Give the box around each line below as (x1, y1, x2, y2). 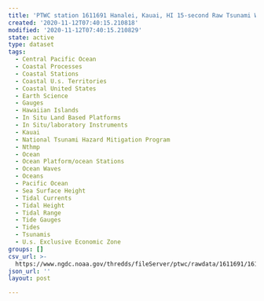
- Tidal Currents (15, 194, 72, 202)
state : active (8, 33, 55, 42)
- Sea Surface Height (15, 186, 86, 195)
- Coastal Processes (15, 63, 82, 71)
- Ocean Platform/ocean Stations (15, 158, 125, 166)
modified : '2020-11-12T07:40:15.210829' (8, 26, 143, 34)
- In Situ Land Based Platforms (15, 114, 122, 122)
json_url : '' (8, 267, 51, 275)
